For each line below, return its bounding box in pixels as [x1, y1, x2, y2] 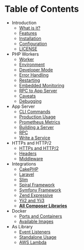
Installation [19, 35, 41, 41]
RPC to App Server [19, 88, 57, 94]
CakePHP [19, 166, 39, 172]
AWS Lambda [19, 239, 47, 245]
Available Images [19, 218, 54, 224]
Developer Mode [19, 66, 53, 72]
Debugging [19, 98, 42, 104]
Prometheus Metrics [19, 119, 60, 125]
